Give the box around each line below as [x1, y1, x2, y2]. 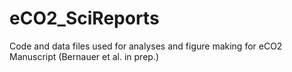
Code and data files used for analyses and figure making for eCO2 [9, 40, 283, 52]
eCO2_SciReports [9, 7, 160, 30]
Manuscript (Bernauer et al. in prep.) [9, 50, 160, 62]
